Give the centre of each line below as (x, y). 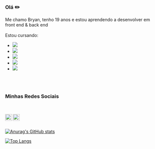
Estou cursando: (22, 35)
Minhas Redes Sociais (32, 96)
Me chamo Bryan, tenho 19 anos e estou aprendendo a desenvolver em (78, 20)
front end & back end (27, 25)
